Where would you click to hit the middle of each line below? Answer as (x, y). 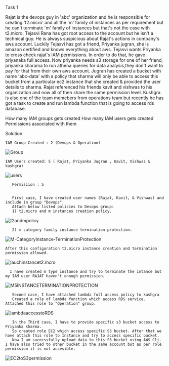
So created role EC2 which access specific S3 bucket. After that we (87, 331)
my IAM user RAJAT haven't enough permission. (55, 276)
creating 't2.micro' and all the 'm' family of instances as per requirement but (85, 23)
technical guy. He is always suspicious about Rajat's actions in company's (82, 38)
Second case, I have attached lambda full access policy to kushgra (86, 295)
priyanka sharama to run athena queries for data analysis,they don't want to (84, 66)
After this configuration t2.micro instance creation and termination (81, 249)
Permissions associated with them (41, 124)
